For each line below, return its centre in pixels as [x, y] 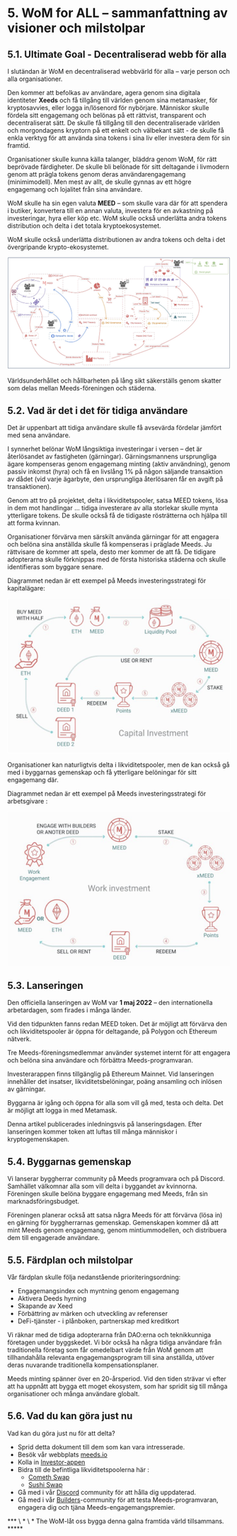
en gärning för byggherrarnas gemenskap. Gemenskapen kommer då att [113, 1223]
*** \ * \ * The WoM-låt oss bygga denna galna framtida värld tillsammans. [116, 1521]
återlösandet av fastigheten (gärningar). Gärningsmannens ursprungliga [112, 456]
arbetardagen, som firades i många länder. [69, 1010]
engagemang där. [33, 780]
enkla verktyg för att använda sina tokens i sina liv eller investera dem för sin [119, 138]
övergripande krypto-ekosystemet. [58, 247]
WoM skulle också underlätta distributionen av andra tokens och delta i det [116, 240]
